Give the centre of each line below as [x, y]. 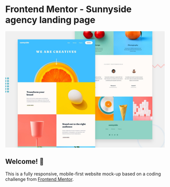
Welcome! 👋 [25, 162]
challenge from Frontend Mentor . [40, 179]
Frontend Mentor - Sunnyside [69, 9]
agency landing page [50, 20]
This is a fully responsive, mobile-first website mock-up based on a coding [83, 174]
